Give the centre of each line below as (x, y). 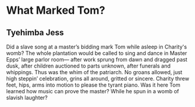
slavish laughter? (27, 97)
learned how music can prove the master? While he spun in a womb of (93, 91)
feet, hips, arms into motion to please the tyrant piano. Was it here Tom (93, 85)
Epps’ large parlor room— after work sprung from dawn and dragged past (97, 59)
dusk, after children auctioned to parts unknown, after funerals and (89, 66)
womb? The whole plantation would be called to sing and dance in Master (97, 53)
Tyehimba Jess (35, 33)
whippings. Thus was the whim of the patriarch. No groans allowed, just (95, 72)
